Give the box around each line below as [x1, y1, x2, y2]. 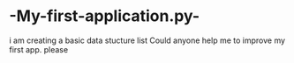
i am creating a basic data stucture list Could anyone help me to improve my [9, 35, 285, 45]
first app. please [9, 44, 69, 54]
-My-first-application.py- [9, 6, 200, 26]
